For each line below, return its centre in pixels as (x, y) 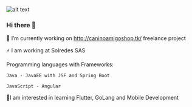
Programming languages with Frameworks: (60, 64)
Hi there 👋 (21, 25)
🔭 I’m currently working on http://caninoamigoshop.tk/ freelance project (96, 38)
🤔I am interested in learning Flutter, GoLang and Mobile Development (93, 98)
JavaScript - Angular (34, 86)
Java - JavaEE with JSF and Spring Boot (58, 76)
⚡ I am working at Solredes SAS (46, 50)
